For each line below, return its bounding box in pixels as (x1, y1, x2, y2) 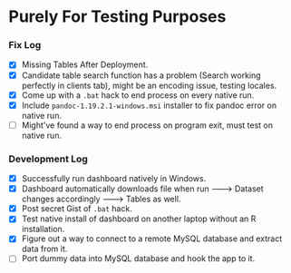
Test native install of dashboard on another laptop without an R (21, 213, 257, 224)
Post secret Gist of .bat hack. (21, 203, 132, 214)
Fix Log (8, 39, 42, 52)
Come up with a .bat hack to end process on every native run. (21, 89, 255, 101)
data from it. (21, 243, 68, 255)
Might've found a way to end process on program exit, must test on (21, 120, 274, 131)
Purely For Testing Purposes (8, 6, 227, 27)
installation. (21, 224, 65, 235)
